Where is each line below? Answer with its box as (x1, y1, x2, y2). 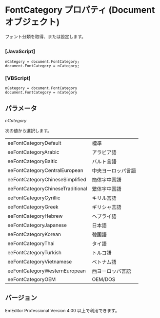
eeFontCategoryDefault (7, 139, 61, 146)
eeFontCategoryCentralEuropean (7, 167, 84, 173)
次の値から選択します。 (5, 128, 52, 133)
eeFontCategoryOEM (7, 276, 56, 282)
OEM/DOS (92, 276, 116, 282)
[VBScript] (5, 75, 31, 81)
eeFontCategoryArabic (7, 149, 60, 155)
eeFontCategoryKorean (7, 231, 61, 238)
